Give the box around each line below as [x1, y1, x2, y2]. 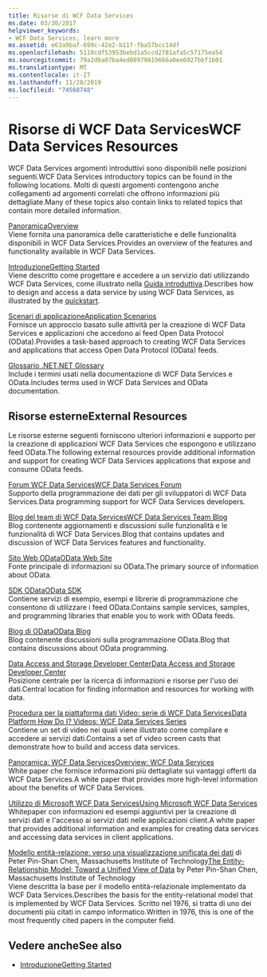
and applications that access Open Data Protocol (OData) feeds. [8, 345, 219, 355]
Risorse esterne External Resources [8, 409, 187, 423]
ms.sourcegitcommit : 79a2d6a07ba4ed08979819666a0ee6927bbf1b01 [8, 57, 223, 65]
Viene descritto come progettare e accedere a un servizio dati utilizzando [8, 270, 249, 280]
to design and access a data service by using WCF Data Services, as [8, 288, 234, 297]
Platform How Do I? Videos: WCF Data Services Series [8, 717, 187, 727]
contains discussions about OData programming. [8, 644, 169, 653]
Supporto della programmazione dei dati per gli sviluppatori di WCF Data [8, 488, 247, 498]
